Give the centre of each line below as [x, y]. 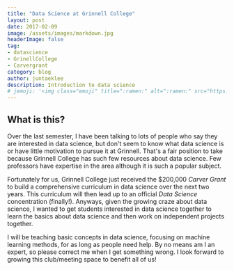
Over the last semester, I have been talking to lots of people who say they [112, 136]
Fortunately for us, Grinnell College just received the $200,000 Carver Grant [117, 179]
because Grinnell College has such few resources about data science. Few [114, 158]
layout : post [26, 20]
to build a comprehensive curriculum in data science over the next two [108, 186]
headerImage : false [36, 40]
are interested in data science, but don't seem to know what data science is [116, 143]
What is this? [36, 119]
